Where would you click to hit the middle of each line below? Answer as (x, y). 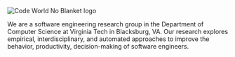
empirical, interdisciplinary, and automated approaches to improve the (108, 39)
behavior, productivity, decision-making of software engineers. (98, 46)
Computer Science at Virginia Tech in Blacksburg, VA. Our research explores (118, 32)
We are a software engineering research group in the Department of (106, 24)
